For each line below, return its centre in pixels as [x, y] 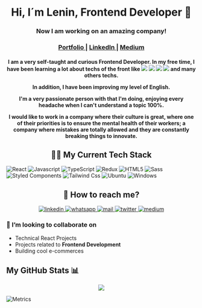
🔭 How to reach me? [101, 194]
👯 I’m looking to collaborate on [52, 225]
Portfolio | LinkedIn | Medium [101, 48]
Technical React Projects [46, 238]
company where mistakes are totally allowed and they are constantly [101, 130]
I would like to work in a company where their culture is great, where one [101, 116]
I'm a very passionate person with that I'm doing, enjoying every [101, 98]
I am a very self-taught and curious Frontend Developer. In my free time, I [101, 61]
